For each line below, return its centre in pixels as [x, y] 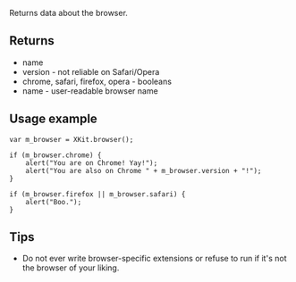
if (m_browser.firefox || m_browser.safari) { [97, 194]
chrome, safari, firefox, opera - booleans [97, 81]
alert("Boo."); [54, 202]
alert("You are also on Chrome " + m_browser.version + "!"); [144, 170]
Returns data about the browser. [68, 13]
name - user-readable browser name [90, 91]
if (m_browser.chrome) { [55, 155]
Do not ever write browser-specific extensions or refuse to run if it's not [154, 259]
